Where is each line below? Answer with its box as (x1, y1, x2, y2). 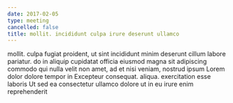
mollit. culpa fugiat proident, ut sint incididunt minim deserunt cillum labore (7, 50, 226, 58)
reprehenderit (7, 87, 48, 96)
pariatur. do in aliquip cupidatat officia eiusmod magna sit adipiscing (7, 58, 207, 66)
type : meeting (7, 17, 50, 24)
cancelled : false (7, 23, 59, 31)
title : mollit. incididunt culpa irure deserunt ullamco (7, 30, 180, 38)
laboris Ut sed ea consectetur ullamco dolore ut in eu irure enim (7, 80, 194, 89)
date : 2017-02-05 (7, 10, 59, 18)
